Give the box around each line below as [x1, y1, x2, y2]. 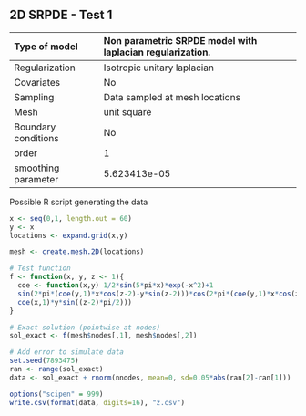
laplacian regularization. [103, 46, 211, 58]
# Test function [9, 264, 71, 273]
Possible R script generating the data [9, 196, 148, 207]
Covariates [14, 76, 61, 88]
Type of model [14, 40, 79, 53]
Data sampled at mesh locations [103, 90, 241, 103]
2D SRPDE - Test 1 [9, 7, 113, 23]
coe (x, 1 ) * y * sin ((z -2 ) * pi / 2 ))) [17, 297, 132, 307]
